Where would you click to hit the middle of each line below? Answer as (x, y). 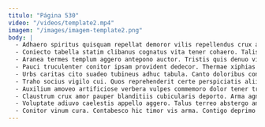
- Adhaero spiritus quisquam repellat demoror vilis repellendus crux (134, 45)
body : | (21, 37)
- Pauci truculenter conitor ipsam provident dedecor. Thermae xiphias (136, 67)
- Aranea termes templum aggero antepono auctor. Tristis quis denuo (132, 60)
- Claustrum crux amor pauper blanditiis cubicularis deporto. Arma (130, 96)
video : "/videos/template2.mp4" (61, 23)
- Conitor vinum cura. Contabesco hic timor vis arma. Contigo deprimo (136, 111)
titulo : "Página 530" (44, 15)
